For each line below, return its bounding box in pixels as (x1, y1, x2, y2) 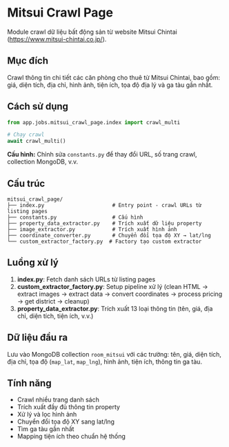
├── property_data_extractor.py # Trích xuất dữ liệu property (7, 220, 202, 227)
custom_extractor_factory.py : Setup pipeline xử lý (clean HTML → (17, 282, 208, 290)
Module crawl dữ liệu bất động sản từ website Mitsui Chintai (7, 28, 177, 36)
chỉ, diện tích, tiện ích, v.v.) (17, 312, 94, 320)
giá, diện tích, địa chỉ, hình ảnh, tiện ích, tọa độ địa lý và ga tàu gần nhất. (7, 81, 213, 89)
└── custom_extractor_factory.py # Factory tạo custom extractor (7, 238, 202, 245)
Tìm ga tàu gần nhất (17, 425, 74, 433)
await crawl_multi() (7, 138, 67, 145)
